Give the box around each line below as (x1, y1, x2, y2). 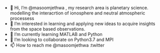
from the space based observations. (10, 26, 86, 32)
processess (10, 15, 34, 21)
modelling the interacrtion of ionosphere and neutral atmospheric (10, 10, 145, 16)
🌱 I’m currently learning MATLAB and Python (10, 31, 103, 37)
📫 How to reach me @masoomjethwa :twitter (10, 42, 105, 48)
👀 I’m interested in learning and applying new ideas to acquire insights (10, 20, 155, 26)
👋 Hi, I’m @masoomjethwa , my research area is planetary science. (10, 5, 148, 10)
